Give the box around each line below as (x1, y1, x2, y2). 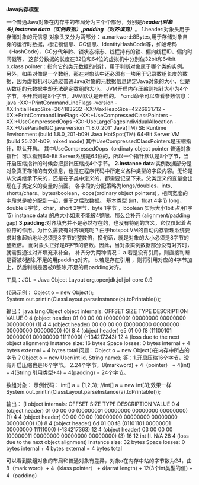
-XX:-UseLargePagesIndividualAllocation (73, 118, 174, 125)
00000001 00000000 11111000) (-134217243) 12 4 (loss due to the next (6, 333, 180, 340)
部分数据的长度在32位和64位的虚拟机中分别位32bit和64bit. (33, 56, 177, 62)
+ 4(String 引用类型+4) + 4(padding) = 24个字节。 (6, 369, 129, 376)
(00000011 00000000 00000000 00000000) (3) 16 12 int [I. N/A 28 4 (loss (6, 432, 190, 439)
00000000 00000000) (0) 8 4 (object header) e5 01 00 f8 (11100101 (6, 327, 172, 334)
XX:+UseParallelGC (6, 125, 54, 131)
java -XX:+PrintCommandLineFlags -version (6, 99, 114, 106)
